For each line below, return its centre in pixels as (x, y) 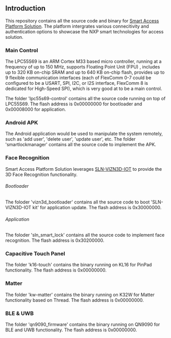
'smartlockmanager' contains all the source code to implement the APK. (81, 145)
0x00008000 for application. (36, 109)
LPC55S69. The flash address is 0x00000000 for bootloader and (74, 104)
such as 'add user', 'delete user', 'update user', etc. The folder (70, 139)
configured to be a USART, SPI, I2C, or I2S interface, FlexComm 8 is (77, 83)
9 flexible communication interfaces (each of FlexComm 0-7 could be (78, 78)
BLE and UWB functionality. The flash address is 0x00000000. (71, 330)
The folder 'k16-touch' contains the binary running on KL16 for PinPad (79, 265)
